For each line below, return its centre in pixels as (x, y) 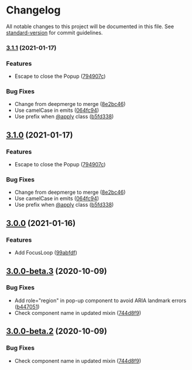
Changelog (33, 10)
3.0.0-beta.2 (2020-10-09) (56, 331)
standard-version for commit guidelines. (54, 32)
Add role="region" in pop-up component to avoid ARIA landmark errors (100, 300)
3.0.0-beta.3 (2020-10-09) (56, 271)
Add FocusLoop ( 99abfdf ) (46, 253)
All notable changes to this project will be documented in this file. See (90, 26)
